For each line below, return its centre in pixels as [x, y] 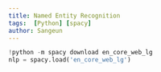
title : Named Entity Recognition [64, 16]
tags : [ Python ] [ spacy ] [50, 23]
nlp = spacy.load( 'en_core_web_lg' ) [70, 60]
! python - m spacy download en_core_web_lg [80, 53]
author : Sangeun [35, 30]
